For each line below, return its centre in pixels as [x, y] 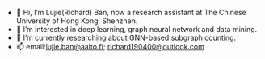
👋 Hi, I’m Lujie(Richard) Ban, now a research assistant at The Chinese [131, 12]
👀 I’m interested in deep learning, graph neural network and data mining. [137, 29]
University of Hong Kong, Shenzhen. [77, 21]
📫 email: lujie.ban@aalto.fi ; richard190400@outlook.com [110, 47]
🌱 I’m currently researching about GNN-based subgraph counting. [126, 37]
